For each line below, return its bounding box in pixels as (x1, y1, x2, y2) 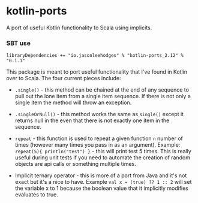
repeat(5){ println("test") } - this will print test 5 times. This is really (14, 148, 192, 155)
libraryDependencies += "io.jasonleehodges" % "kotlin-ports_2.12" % (6, 53, 184, 59)
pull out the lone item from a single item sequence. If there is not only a (14, 93, 191, 100)
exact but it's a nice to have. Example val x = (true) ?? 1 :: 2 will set (14, 178, 192, 186)
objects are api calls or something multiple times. (14, 160, 136, 168)
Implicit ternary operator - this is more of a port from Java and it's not (14, 172, 187, 179)
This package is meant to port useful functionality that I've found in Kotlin (6, 68, 188, 75)
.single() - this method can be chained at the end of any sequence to (14, 86, 189, 93)
